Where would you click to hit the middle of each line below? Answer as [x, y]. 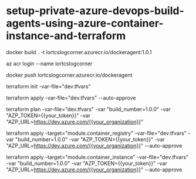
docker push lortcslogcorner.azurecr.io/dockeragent [69, 75]
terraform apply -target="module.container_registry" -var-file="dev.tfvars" [96, 133]
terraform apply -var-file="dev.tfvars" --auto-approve [71, 98]
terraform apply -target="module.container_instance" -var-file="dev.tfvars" [97, 157]
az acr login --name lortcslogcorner [49, 64]
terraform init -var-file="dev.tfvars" [48, 86]
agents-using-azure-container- [85, 23]
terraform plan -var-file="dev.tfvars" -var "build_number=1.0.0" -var [89, 109]
